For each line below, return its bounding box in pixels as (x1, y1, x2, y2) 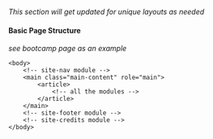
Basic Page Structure (8, 25, 81, 35)
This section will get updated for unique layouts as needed (8, 7, 205, 16)
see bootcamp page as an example (8, 44, 127, 54)
